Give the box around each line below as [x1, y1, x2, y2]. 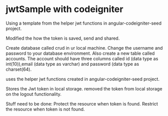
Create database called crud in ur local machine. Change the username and [6, 45, 163, 51]
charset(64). [6, 66, 32, 72]
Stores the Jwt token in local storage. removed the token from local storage [6, 85, 163, 91]
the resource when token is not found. [6, 106, 85, 112]
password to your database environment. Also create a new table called [6, 50, 155, 56]
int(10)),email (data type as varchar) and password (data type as [6, 61, 139, 67]
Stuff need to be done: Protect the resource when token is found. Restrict [6, 100, 158, 106]
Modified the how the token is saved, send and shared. [6, 35, 120, 41]
